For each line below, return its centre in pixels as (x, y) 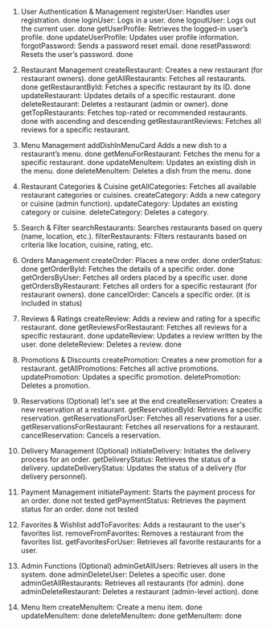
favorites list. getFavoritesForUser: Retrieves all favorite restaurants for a (141, 542)
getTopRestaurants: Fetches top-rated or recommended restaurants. (134, 113)
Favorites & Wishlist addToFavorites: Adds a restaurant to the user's (133, 525)
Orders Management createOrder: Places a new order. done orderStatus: (142, 260)
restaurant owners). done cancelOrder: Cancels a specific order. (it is (135, 294)
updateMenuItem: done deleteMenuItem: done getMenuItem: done (131, 616)
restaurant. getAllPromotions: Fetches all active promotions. (120, 368)
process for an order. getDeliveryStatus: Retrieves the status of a (128, 459)
